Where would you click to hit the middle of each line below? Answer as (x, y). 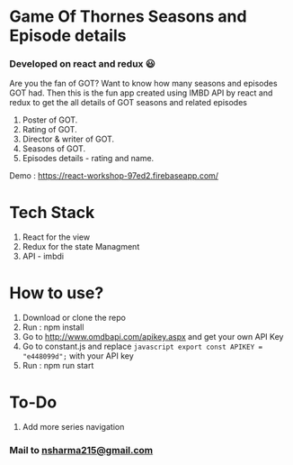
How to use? (57, 292)
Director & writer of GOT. (68, 139)
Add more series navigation (73, 427)
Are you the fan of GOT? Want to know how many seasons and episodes (143, 84)
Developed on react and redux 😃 (82, 64)
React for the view (56, 237)
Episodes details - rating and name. (88, 159)
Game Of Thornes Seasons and (128, 17)
